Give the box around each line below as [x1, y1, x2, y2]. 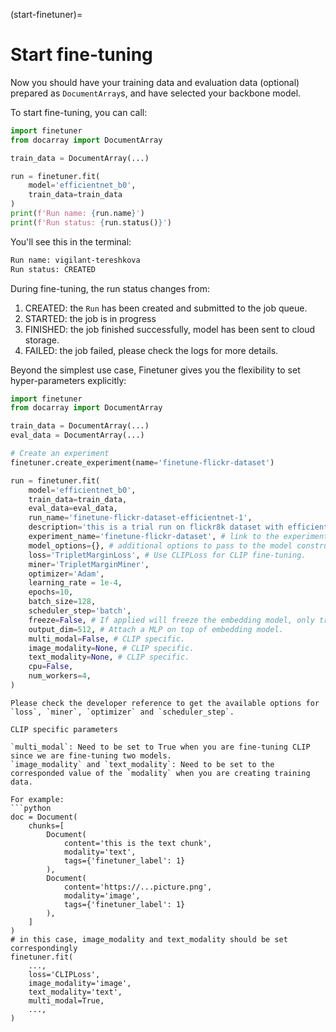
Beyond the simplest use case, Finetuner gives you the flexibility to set [10, 364, 301, 376]
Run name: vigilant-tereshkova [10, 255, 141, 265]
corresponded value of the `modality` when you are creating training [10, 768, 311, 778]
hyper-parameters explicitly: [10, 374, 127, 386]
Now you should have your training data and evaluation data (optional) [10, 76, 300, 88]
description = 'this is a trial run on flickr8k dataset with [28, 522, 284, 533]
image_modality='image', [28, 978, 132, 988]
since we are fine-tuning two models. [10, 750, 172, 761]
